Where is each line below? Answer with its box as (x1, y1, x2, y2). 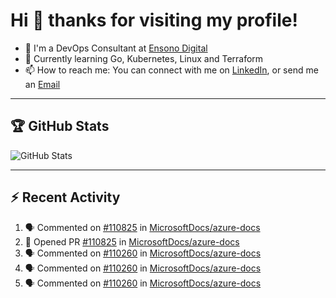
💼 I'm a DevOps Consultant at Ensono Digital (24, 42, 208, 54)
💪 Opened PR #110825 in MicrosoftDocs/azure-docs (24, 235, 240, 248)
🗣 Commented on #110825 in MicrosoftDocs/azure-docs (24, 221, 261, 233)
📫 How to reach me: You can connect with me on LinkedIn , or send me (24, 64, 319, 76)
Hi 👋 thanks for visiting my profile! (10, 9, 298, 32)
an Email (24, 78, 61, 90)
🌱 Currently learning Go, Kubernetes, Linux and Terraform (24, 52, 264, 64)
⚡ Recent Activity (10, 189, 121, 206)
